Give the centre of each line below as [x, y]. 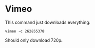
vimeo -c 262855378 [25, 31]
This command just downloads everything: [48, 22]
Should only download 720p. [34, 40]
